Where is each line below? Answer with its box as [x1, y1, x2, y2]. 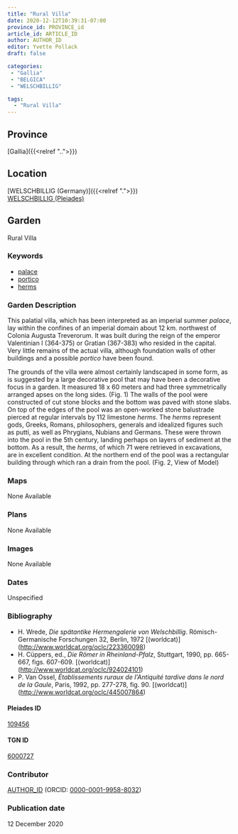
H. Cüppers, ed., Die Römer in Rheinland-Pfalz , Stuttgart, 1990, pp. [17, 650, 214, 659]
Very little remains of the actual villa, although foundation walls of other [7, 346, 216, 355]
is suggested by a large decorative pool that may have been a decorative [7, 375, 221, 384]
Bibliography [7, 611, 53, 621]
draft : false [7, 50, 46, 57]
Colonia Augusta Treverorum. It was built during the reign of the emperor [7, 331, 221, 340]
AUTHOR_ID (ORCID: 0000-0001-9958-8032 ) [7, 786, 142, 794]
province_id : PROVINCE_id [7, 23, 84, 31]
